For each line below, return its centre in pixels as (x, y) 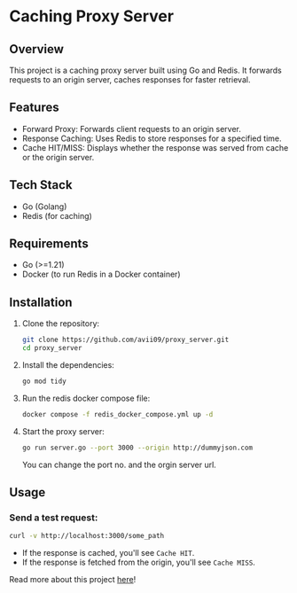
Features (34, 108)
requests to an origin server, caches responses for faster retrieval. (130, 80)
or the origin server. (58, 157)
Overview (37, 49)
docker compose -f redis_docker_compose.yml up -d (117, 414)
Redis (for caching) (57, 215)
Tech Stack (41, 185)
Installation (41, 302)
